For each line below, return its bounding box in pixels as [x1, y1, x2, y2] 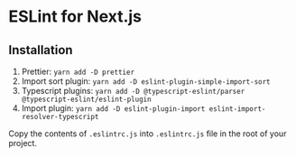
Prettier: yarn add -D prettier [21, 66, 135, 77]
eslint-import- [208, 105, 266, 114]
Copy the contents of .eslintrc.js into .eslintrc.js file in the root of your [8, 128, 287, 139]
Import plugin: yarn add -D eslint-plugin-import [21, 103, 206, 114]
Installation [8, 42, 73, 58]
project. [8, 138, 38, 148]
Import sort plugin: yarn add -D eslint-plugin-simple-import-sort [21, 76, 272, 87]
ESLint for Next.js [8, 6, 142, 27]
